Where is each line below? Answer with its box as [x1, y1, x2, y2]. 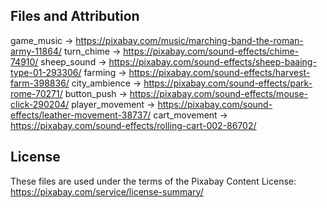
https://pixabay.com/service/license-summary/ [10, 185, 204, 198]
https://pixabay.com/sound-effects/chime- [123, 45, 300, 57]
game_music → [10, 34, 74, 46]
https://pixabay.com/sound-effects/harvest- [128, 66, 311, 78]
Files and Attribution [10, 8, 140, 25]
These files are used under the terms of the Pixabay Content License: [10, 175, 297, 187]
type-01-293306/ [10, 66, 82, 78]
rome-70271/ [10, 87, 63, 99]
